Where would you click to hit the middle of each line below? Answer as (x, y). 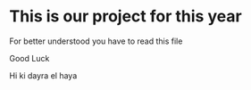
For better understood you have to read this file (96, 41)
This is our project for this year (126, 16)
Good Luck (29, 58)
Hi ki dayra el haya (43, 75)
